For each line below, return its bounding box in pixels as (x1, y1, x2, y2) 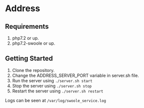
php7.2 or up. (12, 35, 39, 41)
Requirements (5, 22, 49, 31)
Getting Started (5, 54, 53, 63)
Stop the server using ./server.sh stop (12, 83, 92, 89)
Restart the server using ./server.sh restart (12, 88, 103, 94)
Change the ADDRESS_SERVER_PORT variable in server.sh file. (12, 72, 139, 78)
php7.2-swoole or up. (12, 40, 55, 46)
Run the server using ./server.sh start (12, 77, 93, 83)
